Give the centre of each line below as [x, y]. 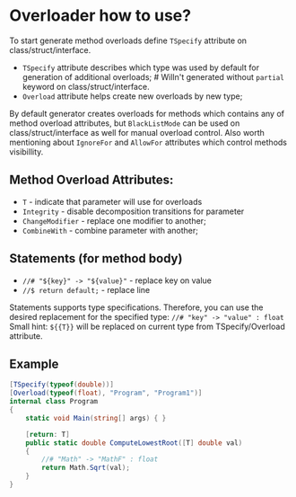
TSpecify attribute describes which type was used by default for [141, 67]
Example [34, 364]
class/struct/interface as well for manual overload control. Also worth [137, 132]
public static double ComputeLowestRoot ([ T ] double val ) [134, 443]
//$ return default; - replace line [86, 289]
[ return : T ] [48, 434]
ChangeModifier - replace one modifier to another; [114, 220]
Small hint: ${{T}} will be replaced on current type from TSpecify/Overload [147, 326]
